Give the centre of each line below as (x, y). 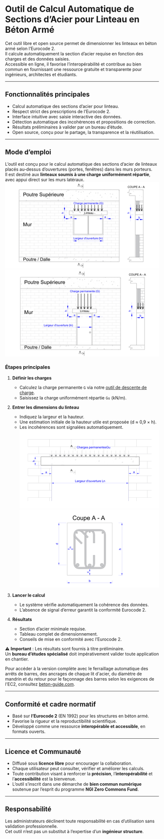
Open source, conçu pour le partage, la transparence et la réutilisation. (83, 132)
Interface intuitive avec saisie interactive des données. (67, 116)
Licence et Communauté (43, 751)
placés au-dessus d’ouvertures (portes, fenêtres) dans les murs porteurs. (79, 169)
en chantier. (17, 659)
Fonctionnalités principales (48, 95)
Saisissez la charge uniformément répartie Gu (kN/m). (73, 397)
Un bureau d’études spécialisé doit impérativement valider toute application (82, 654)
